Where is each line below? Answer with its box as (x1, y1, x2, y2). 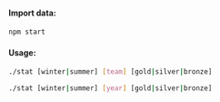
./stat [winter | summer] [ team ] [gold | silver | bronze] (8, 67, 213, 76)
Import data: (8, 7, 56, 18)
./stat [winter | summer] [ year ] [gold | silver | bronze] (8, 84, 213, 93)
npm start (8, 27, 46, 36)
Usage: (8, 46, 37, 58)
